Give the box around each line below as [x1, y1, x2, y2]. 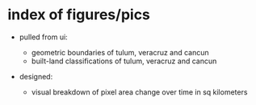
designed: [19, 71, 53, 81]
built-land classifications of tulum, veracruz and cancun [31, 56, 217, 66]
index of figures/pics [7, 6, 151, 24]
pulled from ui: [19, 32, 68, 42]
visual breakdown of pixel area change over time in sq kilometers [31, 87, 248, 97]
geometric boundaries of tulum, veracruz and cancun [31, 47, 209, 57]
